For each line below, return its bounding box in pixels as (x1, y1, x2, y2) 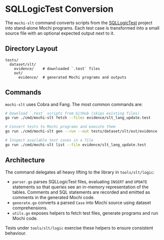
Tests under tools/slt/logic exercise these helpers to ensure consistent (5, 225, 154, 231)
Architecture (5, 156, 45, 165)
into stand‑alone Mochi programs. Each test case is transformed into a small (5, 25, 160, 31)
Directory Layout (5, 44, 58, 53)
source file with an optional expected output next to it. (5, 30, 115, 36)
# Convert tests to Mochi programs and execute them (5, 124, 116, 129)
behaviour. (5, 230, 27, 236)
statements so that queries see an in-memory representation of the (12, 184, 149, 190)
